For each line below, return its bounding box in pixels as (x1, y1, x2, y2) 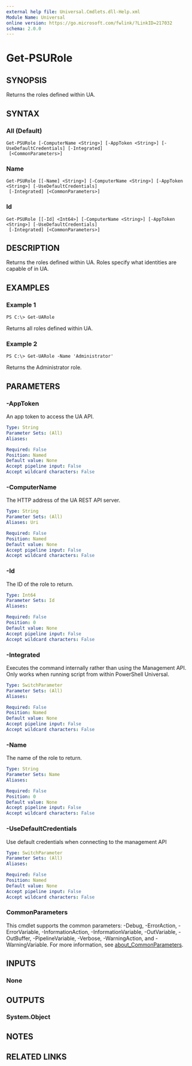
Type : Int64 (6, 592, 36, 598)
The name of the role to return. (6, 754, 82, 762)
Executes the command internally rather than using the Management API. (6, 664, 187, 671)
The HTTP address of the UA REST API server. (6, 496, 121, 504)
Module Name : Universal (6, 14, 66, 20)
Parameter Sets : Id (6, 598, 55, 604)
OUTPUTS (6, 995, 45, 1005)
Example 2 (6, 340, 38, 348)
